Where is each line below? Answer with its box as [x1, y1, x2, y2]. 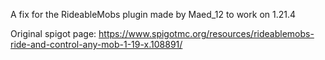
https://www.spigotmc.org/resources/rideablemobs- [98, 28, 315, 39]
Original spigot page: [10, 28, 97, 39]
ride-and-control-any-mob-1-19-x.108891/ [10, 39, 183, 50]
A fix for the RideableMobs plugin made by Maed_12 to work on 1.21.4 [10, 9, 297, 20]
